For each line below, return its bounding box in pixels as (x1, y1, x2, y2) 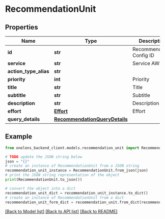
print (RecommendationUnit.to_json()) (5, 177, 82, 182)
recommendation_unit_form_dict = (5, 200, 74, 205)
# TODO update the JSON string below (5, 154, 82, 159)
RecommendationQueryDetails (54, 116, 128, 122)
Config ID (132, 52, 155, 58)
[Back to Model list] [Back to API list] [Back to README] (5, 209, 118, 215)
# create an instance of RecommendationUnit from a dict (5, 195, 124, 200)
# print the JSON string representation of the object (5, 173, 120, 178)
